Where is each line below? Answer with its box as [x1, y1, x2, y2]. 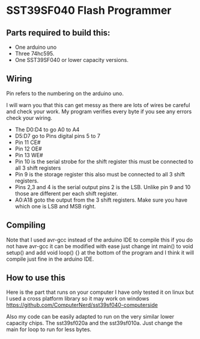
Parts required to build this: [6, 28, 111, 38]
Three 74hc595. [14, 50, 55, 57]
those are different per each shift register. [14, 190, 118, 197]
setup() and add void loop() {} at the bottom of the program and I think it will [6, 249, 194, 256]
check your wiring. [6, 114, 53, 121]
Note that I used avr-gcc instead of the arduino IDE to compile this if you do [6, 236, 193, 243]
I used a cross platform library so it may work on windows [6, 295, 150, 302]
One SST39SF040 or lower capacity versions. [14, 57, 129, 63]
